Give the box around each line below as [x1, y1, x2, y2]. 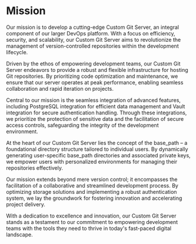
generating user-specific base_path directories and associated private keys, [6, 151, 191, 159]
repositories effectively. [6, 164, 64, 172]
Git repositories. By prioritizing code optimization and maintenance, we [6, 72, 178, 80]
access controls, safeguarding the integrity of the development [6, 121, 159, 128]
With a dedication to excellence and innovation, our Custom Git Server [6, 212, 177, 219]
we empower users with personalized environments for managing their [6, 158, 178, 165]
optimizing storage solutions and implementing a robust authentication [6, 188, 177, 195]
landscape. [6, 231, 34, 238]
